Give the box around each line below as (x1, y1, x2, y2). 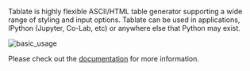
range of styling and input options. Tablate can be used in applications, (8, 15, 240, 24)
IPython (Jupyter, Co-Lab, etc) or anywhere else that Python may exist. (8, 24, 240, 32)
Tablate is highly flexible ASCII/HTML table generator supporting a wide (8, 7, 243, 16)
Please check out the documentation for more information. (8, 54, 200, 63)
